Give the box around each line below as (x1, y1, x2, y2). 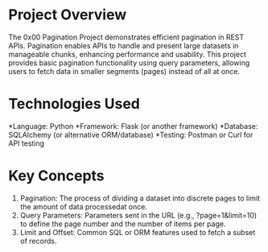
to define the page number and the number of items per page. (19, 219, 226, 229)
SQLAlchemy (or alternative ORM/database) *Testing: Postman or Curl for (8, 130, 254, 139)
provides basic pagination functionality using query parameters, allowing (8, 58, 250, 68)
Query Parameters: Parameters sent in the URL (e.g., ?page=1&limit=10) (19, 210, 258, 220)
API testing (8, 138, 45, 148)
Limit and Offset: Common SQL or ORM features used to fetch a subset (19, 227, 256, 237)
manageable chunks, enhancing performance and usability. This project (8, 49, 247, 59)
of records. (19, 236, 57, 246)
